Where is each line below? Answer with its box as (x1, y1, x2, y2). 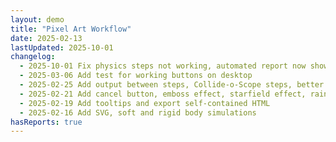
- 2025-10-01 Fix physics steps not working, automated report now (19, 61, 307, 71)
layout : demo (10, 14, 65, 25)
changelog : (10, 52, 56, 62)
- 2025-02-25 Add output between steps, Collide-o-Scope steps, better (19, 80, 325, 90)
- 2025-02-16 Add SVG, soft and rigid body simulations (19, 107, 257, 118)
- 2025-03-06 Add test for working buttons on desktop (19, 71, 253, 81)
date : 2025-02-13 (10, 33, 83, 43)
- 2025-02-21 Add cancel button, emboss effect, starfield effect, (19, 89, 307, 99)
